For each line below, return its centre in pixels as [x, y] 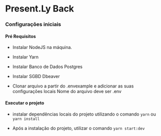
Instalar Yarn [25, 57]
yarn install [26, 119]
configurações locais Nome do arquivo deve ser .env [67, 91]
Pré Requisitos [20, 36]
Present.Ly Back [39, 9]
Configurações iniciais [33, 24]
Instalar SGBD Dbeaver [36, 76]
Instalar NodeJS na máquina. [42, 47]
